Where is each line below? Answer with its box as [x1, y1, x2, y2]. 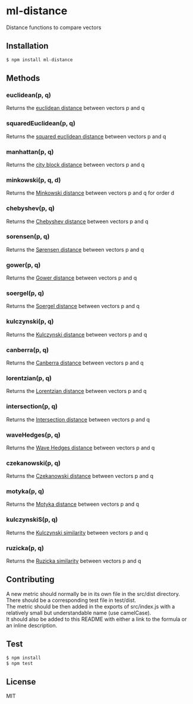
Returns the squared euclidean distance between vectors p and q [6, 132, 166, 140]
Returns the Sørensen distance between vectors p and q [6, 246, 144, 253]
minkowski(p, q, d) [6, 176, 61, 184]
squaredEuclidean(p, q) [6, 119, 76, 128]
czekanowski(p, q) [6, 459, 61, 467]
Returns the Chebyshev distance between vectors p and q [6, 218, 148, 225]
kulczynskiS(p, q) [6, 515, 58, 524]
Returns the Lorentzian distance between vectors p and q [6, 388, 147, 395]
